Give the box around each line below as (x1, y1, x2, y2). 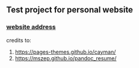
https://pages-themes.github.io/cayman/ (14, 48, 116, 55)
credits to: (6, 36, 31, 44)
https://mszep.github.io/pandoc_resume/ (14, 54, 117, 62)
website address (6, 23, 56, 31)
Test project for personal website (6, 5, 134, 15)
